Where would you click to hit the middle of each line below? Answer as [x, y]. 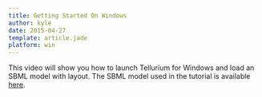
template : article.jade [48, 38]
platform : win [32, 45]
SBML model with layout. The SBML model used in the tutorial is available [129, 76]
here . [17, 85]
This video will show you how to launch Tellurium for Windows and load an [131, 68]
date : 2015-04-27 [37, 30]
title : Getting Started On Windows [68, 16]
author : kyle [30, 23]
